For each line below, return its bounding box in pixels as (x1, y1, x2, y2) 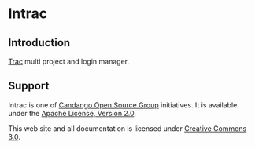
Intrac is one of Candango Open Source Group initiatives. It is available (8, 100, 238, 110)
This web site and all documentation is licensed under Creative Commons (8, 123, 247, 133)
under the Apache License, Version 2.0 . (8, 108, 136, 118)
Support (8, 79, 50, 93)
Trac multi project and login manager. (8, 56, 130, 66)
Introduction (8, 36, 71, 49)
